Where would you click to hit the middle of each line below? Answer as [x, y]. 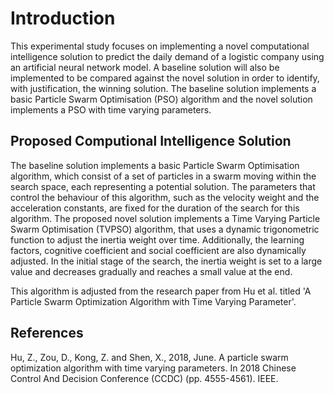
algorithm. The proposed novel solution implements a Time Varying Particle [165, 218]
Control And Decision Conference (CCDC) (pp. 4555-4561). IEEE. [144, 378]
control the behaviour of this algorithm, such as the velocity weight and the [165, 197]
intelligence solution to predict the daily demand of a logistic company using [167, 56]
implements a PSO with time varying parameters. [111, 109]
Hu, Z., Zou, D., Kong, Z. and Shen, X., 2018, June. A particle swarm [149, 357]
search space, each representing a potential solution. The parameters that [163, 186]
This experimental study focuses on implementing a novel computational [160, 46]
